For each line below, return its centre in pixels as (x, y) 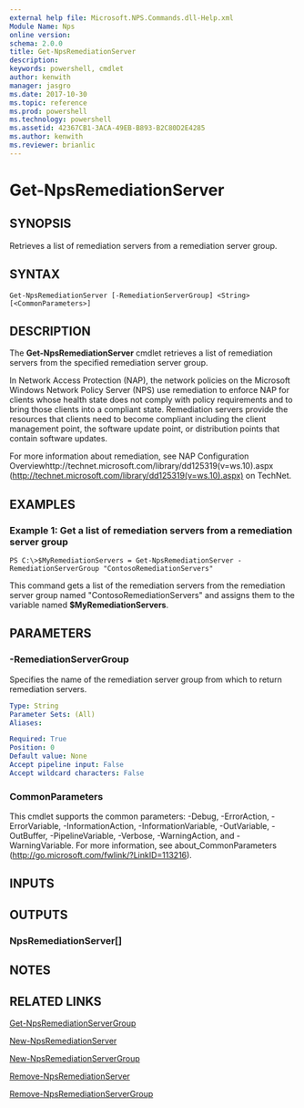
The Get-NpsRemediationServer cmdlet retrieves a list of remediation (141, 353)
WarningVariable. (42, 845)
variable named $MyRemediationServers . (89, 605)
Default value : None (49, 756)
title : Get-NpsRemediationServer (73, 52)
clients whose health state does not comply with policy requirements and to (151, 400)
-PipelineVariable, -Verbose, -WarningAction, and (142, 836)
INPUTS (32, 884)
